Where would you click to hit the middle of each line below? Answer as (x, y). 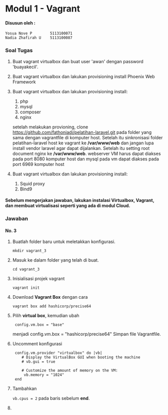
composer (30, 112)
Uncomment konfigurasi (37, 344)
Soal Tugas (19, 51)
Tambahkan (24, 388)
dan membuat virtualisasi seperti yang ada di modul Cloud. (68, 205)
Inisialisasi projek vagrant (38, 279)
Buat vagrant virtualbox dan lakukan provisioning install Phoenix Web (83, 76)
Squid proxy (32, 183)
